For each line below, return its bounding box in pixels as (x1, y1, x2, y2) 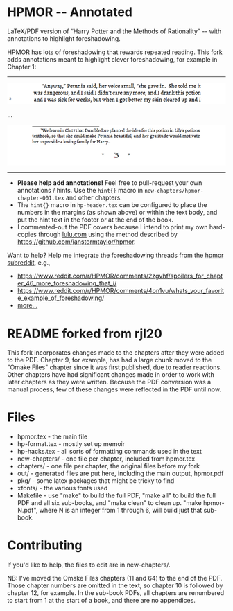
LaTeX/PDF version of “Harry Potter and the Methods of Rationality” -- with (7, 27, 222, 35)
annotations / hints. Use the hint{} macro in (17, 186, 144, 195)
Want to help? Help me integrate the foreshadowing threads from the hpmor (7, 251, 224, 260)
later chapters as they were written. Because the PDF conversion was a (7, 378, 212, 387)
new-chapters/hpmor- (144, 188, 204, 195)
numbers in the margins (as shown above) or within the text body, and (17, 209, 218, 217)
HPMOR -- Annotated (7, 4, 133, 20)
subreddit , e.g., (7, 258, 51, 267)
